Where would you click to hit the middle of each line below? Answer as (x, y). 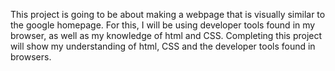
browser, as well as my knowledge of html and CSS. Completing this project (166, 35)
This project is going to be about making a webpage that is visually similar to (168, 14)
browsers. (31, 57)
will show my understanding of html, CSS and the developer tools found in (163, 46)
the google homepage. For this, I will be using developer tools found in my (163, 25)
